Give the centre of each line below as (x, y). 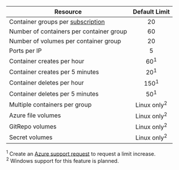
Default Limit (151, 12)
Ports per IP (25, 51)
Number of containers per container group (68, 31)
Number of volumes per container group (65, 41)
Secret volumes (31, 137)
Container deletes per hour (47, 83)
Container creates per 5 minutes (54, 72)
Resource (68, 12)
